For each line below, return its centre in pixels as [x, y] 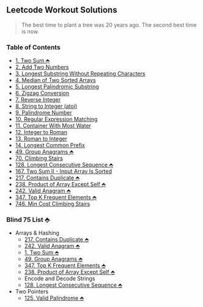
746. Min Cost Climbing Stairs [53, 204]
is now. [30, 31]
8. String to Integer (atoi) [46, 106]
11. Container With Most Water [53, 126]
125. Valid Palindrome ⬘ [54, 298]
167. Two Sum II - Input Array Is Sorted [63, 172]
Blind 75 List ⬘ [28, 220]
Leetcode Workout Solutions [62, 10]
